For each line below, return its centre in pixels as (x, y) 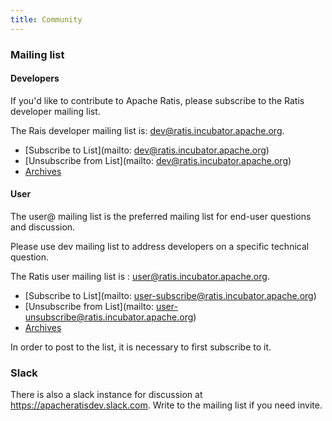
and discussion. (43, 227)
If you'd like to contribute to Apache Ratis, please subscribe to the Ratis (157, 100)
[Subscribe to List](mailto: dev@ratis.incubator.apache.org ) (147, 150)
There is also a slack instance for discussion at (106, 395)
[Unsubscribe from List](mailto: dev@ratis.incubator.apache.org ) (158, 160)
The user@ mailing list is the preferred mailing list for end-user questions (161, 216)
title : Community (46, 19)
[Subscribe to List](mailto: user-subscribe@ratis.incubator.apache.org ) (170, 295)
